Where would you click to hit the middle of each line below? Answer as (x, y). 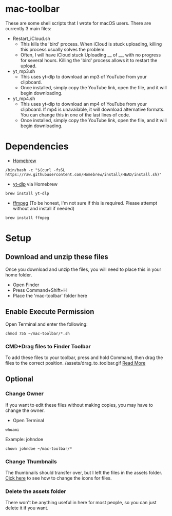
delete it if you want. (27, 508)
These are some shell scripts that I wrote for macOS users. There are (78, 23)
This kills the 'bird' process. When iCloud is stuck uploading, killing (91, 44)
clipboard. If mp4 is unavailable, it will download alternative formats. (92, 109)
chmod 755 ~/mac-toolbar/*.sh (38, 333)
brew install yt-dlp (27, 193)
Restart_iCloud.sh (31, 38)
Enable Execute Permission (50, 312)
